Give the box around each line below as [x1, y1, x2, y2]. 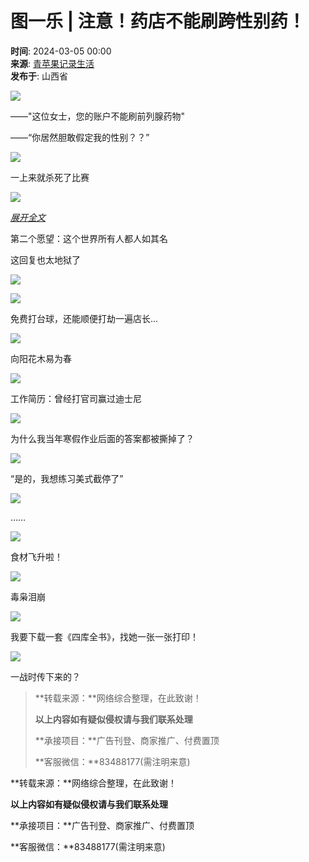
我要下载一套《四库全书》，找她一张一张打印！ [10, 630, 199, 642]
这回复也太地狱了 [10, 253, 81, 266]
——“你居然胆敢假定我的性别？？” [10, 131, 150, 143]
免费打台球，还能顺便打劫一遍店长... [10, 312, 159, 324]
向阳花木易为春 [10, 352, 72, 364]
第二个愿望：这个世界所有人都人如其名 [10, 232, 168, 244]
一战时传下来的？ [10, 670, 81, 682]
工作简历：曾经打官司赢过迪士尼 [10, 392, 142, 404]
